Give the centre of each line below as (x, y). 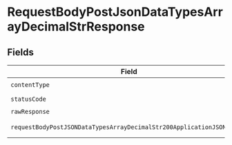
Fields (21, 52)
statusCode (28, 99)
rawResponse (30, 112)
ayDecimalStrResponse (76, 27)
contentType (30, 85)
